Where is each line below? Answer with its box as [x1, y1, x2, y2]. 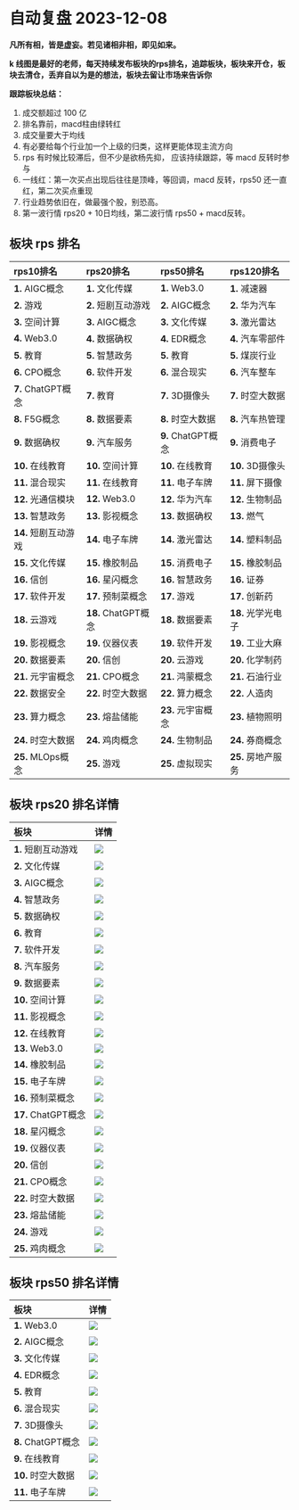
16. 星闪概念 [85, 573, 139, 585]
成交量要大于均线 [21, 129, 85, 140]
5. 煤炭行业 [230, 349, 277, 361]
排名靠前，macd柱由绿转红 [21, 118, 122, 129]
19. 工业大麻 [230, 637, 283, 649]
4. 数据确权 [85, 332, 133, 344]
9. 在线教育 [13, 1453, 61, 1465]
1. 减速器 [230, 282, 268, 294]
